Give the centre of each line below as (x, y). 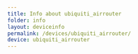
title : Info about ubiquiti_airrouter (64, 14)
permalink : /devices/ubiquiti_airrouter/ (69, 33)
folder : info (27, 20)
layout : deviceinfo (36, 27)
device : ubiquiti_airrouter (49, 40)
